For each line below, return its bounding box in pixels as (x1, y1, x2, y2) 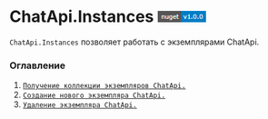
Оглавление (9, 59, 66, 72)
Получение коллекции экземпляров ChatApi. (22, 82, 186, 91)
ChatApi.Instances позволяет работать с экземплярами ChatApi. (9, 36, 260, 47)
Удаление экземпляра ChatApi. (22, 101, 138, 110)
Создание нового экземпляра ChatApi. (22, 91, 166, 101)
